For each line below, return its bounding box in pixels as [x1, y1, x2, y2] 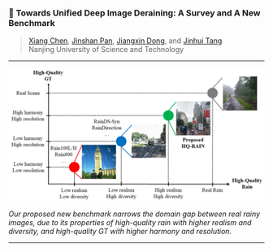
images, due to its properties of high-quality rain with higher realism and [8, 218, 252, 228]
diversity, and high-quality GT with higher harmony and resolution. [8, 227, 232, 237]
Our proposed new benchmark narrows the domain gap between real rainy [8, 209, 261, 219]
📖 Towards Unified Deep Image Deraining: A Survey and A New [8, 7, 261, 19]
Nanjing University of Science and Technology [28, 45, 184, 54]
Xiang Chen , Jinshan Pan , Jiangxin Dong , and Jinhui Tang [28, 36, 223, 46]
